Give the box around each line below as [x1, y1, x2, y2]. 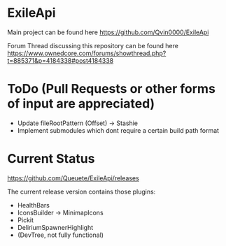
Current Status [7, 151, 95, 167]
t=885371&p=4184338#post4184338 [7, 56, 114, 64]
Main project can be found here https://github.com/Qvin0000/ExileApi [7, 28, 209, 36]
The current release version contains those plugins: [7, 187, 156, 196]
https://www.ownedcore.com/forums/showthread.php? [7, 49, 167, 57]
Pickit [17, 215, 34, 224]
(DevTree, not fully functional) [17, 231, 104, 239]
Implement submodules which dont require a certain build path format [17, 126, 219, 134]
